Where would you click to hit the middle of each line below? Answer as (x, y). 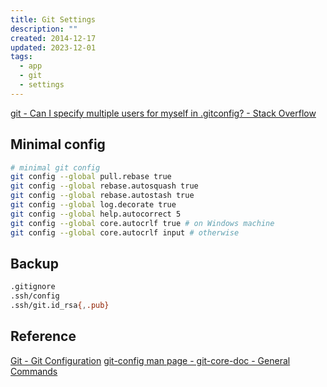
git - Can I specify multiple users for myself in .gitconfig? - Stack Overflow (163, 113)
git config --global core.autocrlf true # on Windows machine (142, 223)
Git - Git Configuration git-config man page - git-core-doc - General (150, 360)
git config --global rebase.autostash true (102, 196)
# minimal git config (55, 167)
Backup (34, 263)
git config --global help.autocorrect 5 (96, 214)
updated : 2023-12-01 (53, 47)
